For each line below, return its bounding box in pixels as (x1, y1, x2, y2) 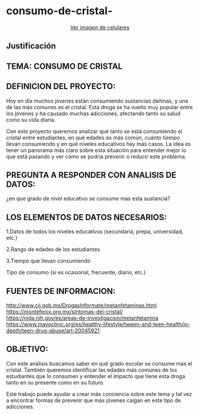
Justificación (6, 41, 56, 51)
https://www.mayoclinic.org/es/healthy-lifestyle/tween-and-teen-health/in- (6, 321, 191, 328)
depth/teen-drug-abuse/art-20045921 (6, 327, 100, 334)
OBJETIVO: (6, 344, 49, 354)
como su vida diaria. (6, 116, 56, 123)
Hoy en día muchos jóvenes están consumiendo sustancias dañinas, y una (6, 97, 188, 104)
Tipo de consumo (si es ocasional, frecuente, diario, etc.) (6, 269, 146, 276)
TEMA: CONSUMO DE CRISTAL (6, 61, 123, 71)
